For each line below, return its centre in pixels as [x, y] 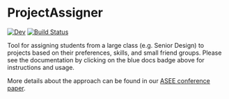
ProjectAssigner [55, 13]
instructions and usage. [41, 67]
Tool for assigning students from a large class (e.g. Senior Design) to [105, 45]
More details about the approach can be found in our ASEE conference [109, 80]
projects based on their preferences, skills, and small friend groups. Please [114, 53]
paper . [16, 88]
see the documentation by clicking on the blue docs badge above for [106, 60]
